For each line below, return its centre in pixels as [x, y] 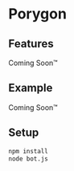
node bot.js [28, 159]
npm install [28, 151]
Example [31, 88]
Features [31, 44]
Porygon [37, 14]
